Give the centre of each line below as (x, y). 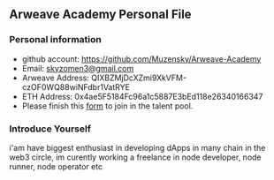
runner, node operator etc (56, 166)
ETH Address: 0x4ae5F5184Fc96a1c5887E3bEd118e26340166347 (142, 96)
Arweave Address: (56, 78)
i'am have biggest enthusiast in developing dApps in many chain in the (137, 147)
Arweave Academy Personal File (100, 15)
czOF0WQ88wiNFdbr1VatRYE (76, 86)
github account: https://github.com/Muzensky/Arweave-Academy (141, 59)
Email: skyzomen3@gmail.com (78, 68)
